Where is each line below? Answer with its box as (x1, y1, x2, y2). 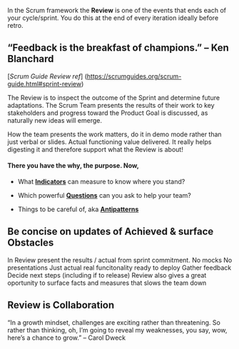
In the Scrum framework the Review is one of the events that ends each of (7, 6, 227, 14)
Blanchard (7, 53, 54, 65)
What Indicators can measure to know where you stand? (17, 178, 185, 186)
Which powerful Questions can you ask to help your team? (17, 191, 191, 200)
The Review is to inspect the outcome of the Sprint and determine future (7, 93, 220, 102)
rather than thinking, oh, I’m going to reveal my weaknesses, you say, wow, (7, 325, 228, 334)
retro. (7, 21, 24, 29)
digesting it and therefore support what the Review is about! (7, 145, 183, 153)
